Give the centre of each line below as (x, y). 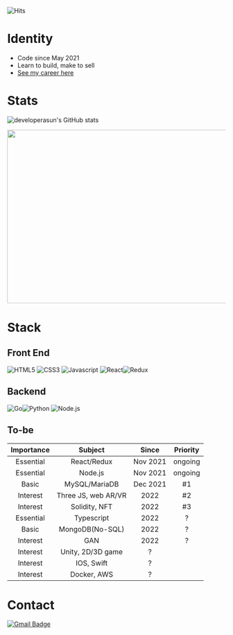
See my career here (45, 72)
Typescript (92, 518)
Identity (30, 39)
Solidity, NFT (92, 507)
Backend (27, 392)
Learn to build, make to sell (56, 65)
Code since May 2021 (48, 58)
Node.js (92, 473)
